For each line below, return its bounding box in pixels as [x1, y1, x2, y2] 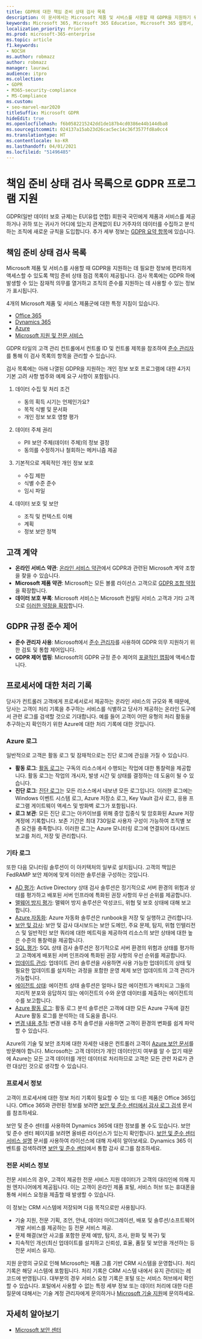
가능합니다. [14, 974, 41, 981]
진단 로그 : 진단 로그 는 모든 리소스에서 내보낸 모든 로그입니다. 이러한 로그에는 [14, 787, 193, 794]
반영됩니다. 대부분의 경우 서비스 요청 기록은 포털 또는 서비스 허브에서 [22, 1274, 183, 1282]
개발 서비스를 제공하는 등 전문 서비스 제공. [14, 1224, 113, 1231]
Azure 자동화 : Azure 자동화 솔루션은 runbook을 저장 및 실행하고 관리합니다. [14, 914, 194, 921]
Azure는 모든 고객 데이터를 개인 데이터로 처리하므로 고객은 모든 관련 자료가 [12, 1055, 188, 1062]
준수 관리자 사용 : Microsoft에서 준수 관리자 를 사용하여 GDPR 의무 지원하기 [14, 638, 189, 646]
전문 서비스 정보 [6, 1161, 49, 1170]
